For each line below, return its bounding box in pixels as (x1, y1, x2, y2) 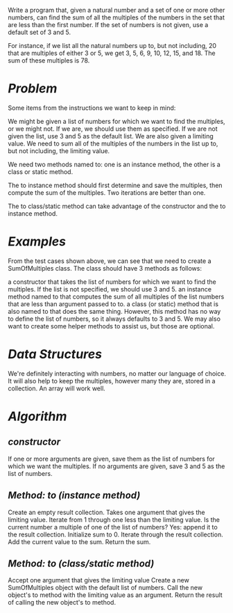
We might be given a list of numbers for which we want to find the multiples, (8, 117, 225, 125)
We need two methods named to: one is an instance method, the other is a (8, 160, 221, 168)
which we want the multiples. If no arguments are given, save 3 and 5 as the (8, 462, 225, 470)
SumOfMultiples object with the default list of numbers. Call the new (8, 584, 203, 592)
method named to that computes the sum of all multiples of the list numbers (8, 292, 225, 301)
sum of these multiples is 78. (8, 56, 90, 65)
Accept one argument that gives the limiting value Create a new (8, 576, 189, 584)
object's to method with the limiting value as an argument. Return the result (8, 591, 223, 599)
